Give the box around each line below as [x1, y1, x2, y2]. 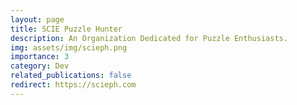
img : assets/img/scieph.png [10, 42, 128, 53]
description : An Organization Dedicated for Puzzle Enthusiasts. [10, 33, 288, 43]
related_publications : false [10, 71, 132, 81]
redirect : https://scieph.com [10, 80, 137, 90]
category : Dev [10, 61, 70, 71]
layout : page [10, 14, 65, 25]
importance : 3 [10, 52, 70, 62]
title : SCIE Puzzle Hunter [10, 24, 123, 34]
